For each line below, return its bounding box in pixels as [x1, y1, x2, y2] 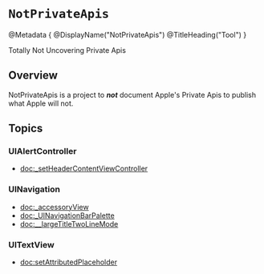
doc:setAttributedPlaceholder [19, 257, 118, 267]
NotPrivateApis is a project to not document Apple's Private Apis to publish [8, 90, 257, 99]
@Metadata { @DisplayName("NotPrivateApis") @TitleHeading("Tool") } [8, 30, 247, 39]
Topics [8, 122, 43, 135]
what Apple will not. [8, 99, 74, 108]
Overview [8, 69, 59, 83]
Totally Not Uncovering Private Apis [8, 45, 127, 54]
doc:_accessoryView [19, 202, 90, 212]
